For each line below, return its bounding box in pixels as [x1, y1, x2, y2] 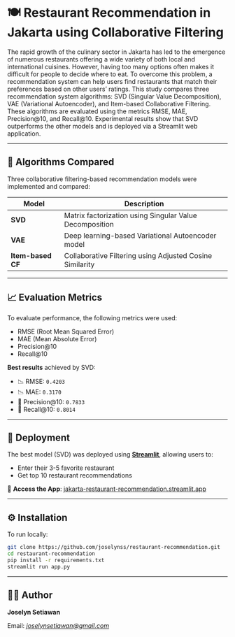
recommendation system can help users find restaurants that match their [7, 77, 218, 85]
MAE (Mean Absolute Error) [17, 334, 97, 343]
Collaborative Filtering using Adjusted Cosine [64, 250, 213, 260]
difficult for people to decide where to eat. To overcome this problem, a [7, 70, 213, 78]
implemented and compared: [7, 182, 91, 190]
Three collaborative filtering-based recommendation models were [7, 175, 197, 183]
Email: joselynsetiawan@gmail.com [7, 621, 110, 629]
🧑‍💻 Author [7, 589, 53, 601]
